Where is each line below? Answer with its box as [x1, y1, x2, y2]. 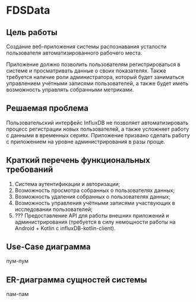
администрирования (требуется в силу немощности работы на [14, 218, 176, 225]
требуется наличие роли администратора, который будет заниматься [6, 74, 184, 80]
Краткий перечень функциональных [6, 155, 150, 165]
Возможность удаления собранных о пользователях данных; [14, 193, 171, 200]
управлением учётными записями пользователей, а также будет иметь [6, 80, 189, 87]
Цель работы [6, 27, 58, 37]
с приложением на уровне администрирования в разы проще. [6, 138, 165, 145]
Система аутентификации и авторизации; [14, 180, 121, 187]
